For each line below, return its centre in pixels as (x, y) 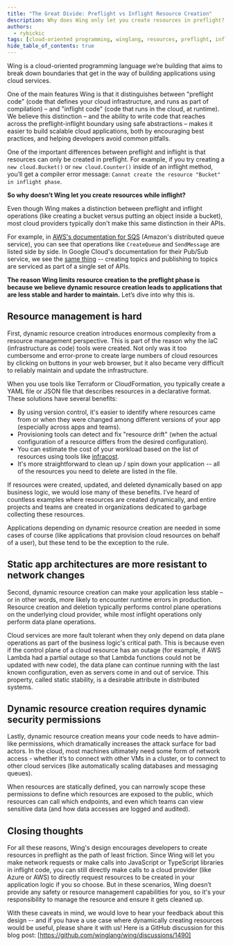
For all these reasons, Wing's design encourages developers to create (107, 848)
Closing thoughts (45, 831)
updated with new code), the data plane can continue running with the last (113, 665)
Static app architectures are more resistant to (107, 565)
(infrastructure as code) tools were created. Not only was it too (97, 348)
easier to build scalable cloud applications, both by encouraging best (106, 131)
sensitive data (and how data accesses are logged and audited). (99, 809)
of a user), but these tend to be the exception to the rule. (88, 542)
